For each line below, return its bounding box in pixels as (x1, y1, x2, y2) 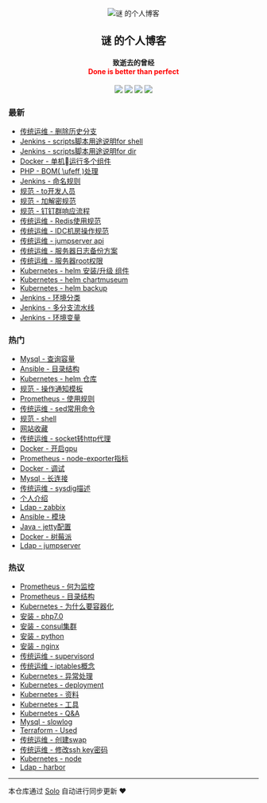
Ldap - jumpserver (19, 541, 81, 550)
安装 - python (19, 632, 65, 641)
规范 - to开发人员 (19, 186, 75, 195)
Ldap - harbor (19, 762, 66, 772)
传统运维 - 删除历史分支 (19, 126, 98, 135)
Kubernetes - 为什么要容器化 (19, 601, 114, 611)
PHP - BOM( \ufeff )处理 (19, 166, 99, 175)
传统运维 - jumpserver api (19, 236, 105, 245)
